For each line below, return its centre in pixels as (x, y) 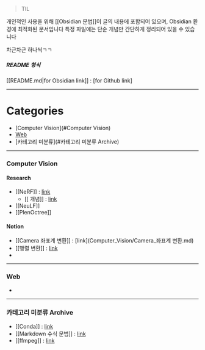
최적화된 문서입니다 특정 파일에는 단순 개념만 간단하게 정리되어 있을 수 (101, 29)
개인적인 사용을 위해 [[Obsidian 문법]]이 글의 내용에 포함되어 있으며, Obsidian (99, 21)
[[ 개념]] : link (41, 199)
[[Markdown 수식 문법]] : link (51, 334)
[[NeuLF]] (27, 206)
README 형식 (23, 65)
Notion (15, 226)
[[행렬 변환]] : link (36, 248)
